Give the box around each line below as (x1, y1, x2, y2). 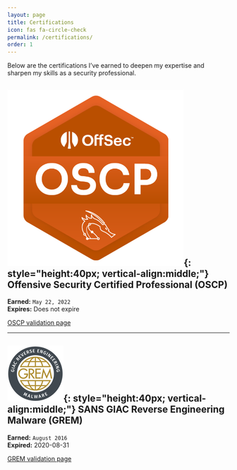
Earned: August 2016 (7, 433, 68, 442)
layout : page (7, 11, 46, 18)
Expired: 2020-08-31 (7, 440, 69, 449)
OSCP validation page (7, 318, 71, 327)
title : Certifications (7, 18, 74, 26)
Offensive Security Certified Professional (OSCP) (7, 278, 228, 290)
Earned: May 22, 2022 (7, 297, 71, 306)
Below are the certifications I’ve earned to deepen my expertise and (7, 61, 205, 70)
